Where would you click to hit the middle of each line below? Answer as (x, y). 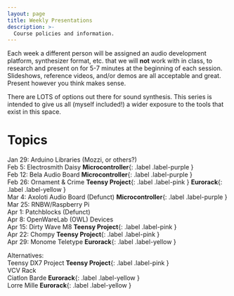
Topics (27, 140)
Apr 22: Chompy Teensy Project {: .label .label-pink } (84, 234)
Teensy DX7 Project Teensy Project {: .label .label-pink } (88, 263)
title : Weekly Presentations (50, 20)
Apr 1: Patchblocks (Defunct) (49, 212)
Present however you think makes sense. (67, 83)
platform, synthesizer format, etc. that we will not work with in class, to (110, 61)
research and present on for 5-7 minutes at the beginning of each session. (115, 68)
